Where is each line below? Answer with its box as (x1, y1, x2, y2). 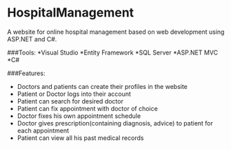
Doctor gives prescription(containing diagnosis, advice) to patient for (17, 119, 214, 127)
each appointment (17, 126, 70, 135)
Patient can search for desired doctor (17, 97, 124, 105)
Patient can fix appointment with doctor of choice (17, 104, 159, 112)
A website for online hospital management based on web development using (7, 28, 225, 36)
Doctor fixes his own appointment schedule (17, 112, 141, 120)
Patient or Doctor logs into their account (17, 90, 131, 98)
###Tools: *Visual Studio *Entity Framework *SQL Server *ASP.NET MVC (7, 48, 219, 57)
